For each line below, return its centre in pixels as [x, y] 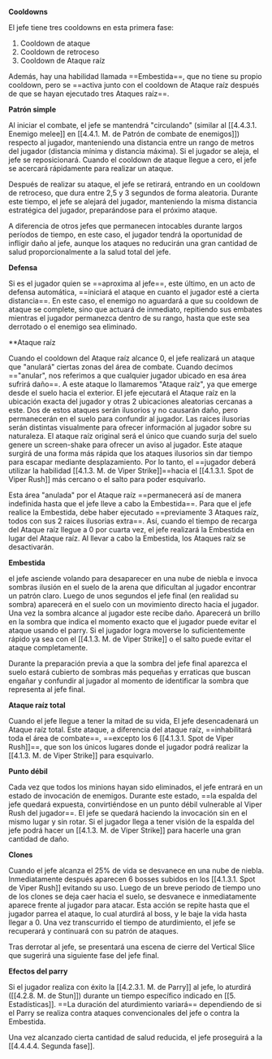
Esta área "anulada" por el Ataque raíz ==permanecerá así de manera [125, 495]
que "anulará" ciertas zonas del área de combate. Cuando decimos [121, 367]
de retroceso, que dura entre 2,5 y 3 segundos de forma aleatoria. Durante [133, 193]
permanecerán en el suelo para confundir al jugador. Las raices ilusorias [129, 419]
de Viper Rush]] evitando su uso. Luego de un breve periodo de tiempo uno [135, 888]
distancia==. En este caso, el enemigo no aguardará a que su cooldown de [134, 301]
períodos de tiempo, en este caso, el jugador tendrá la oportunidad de [125, 234]
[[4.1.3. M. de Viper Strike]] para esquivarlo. [81, 755]
